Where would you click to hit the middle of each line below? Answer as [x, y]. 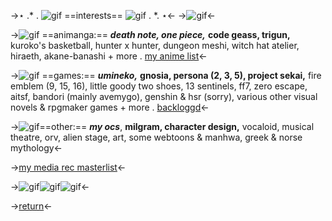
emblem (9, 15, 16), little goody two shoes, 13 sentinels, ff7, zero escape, [159, 86]
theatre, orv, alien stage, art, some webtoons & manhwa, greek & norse [156, 137]
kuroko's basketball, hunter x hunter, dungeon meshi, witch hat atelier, [155, 45]
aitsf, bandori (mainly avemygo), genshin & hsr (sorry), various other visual [164, 96]
